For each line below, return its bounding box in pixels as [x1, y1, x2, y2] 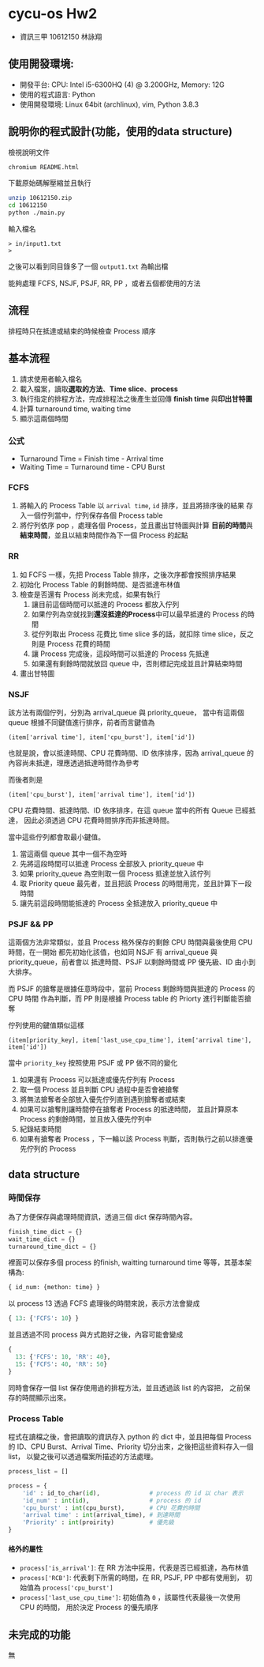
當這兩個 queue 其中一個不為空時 [19, 849, 128, 858]
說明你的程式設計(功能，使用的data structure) [8, 125, 232, 138]
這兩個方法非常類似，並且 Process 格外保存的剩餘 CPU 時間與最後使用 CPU [8, 937, 254, 947]
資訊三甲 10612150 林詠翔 [19, 32, 102, 41]
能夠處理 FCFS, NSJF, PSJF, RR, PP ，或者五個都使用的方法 [8, 278, 201, 289]
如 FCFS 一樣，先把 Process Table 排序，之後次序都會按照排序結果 [19, 570, 236, 579]
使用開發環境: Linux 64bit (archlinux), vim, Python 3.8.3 [19, 100, 199, 109]
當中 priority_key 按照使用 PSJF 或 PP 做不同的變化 [8, 1058, 178, 1068]
